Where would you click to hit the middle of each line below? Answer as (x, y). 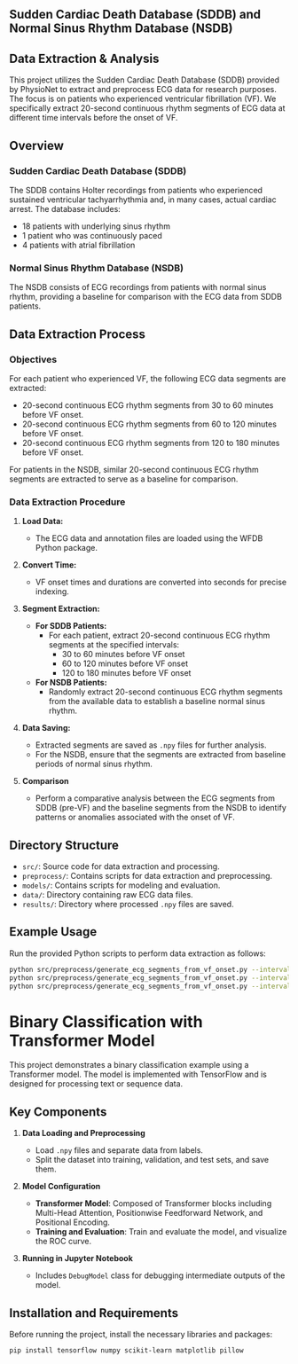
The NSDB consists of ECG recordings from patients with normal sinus (138, 287)
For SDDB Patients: (71, 626)
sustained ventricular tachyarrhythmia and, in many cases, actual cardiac (143, 200)
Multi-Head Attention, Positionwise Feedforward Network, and (149, 1213)
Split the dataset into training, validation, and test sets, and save (152, 1160)
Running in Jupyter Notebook (77, 1258)
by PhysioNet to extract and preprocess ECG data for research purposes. (143, 90)
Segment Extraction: (61, 609)
